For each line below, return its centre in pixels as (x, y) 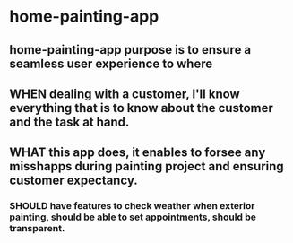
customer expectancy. (74, 181)
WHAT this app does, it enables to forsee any (138, 153)
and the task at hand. (69, 121)
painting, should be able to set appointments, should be (133, 217)
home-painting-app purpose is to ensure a (130, 50)
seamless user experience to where (111, 63)
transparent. (37, 229)
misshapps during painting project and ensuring (146, 166)
